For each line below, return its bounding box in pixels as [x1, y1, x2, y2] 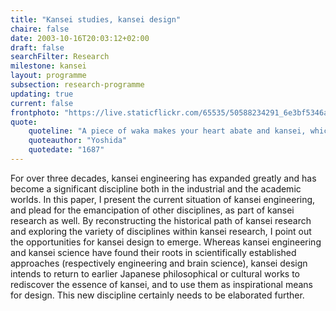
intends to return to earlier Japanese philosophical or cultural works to [10, 267, 300, 280]
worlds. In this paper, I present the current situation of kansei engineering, [10, 193, 316, 205]
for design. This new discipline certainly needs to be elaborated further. [10, 289, 305, 301]
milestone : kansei [10, 61, 87, 71]
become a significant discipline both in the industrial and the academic [10, 182, 302, 195]
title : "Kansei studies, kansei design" [10, 14, 182, 25]
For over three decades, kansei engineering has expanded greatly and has [10, 172, 317, 184]
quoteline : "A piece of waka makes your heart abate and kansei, [28, 126, 307, 136]
